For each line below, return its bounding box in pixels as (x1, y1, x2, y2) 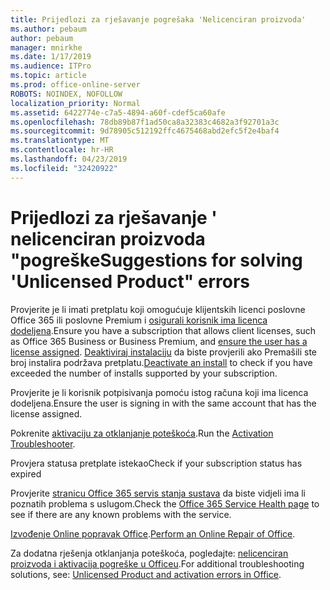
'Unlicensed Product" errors (10, 270, 251, 293)
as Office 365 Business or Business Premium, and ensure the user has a (10, 335, 308, 347)
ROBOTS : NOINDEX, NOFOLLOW (10, 89, 123, 99)
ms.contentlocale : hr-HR (10, 145, 114, 155)
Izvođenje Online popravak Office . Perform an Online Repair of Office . (10, 527, 296, 540)
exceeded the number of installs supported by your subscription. (10, 367, 278, 379)
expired (10, 467, 42, 480)
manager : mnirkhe (10, 42, 83, 53)
